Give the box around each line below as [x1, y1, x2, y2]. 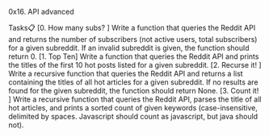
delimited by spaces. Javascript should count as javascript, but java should [8, 112, 258, 121]
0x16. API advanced [8, 7, 74, 16]
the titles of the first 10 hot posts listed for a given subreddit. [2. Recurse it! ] [8, 60, 262, 69]
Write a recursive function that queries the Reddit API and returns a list [8, 68, 244, 78]
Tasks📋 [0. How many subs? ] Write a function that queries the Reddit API [8, 23, 256, 32]
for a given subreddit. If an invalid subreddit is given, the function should [8, 44, 250, 52]
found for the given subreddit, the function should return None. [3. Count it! [8, 86, 259, 95]
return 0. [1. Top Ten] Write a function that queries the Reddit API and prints [8, 52, 259, 61]
